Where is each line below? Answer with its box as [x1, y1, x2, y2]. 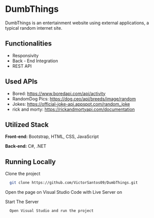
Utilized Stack [5, 120, 49, 129]
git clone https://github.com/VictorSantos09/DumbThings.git [9, 180, 138, 185]
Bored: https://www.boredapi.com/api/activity [12, 90, 106, 96]
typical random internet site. [5, 25, 63, 31]
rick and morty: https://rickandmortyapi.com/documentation [12, 106, 135, 112]
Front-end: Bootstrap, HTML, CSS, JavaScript [5, 133, 99, 139]
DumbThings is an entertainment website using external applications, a [5, 20, 149, 26]
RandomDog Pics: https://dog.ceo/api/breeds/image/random [12, 95, 136, 102]
